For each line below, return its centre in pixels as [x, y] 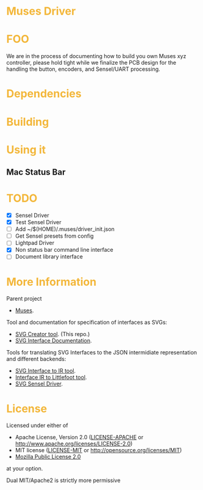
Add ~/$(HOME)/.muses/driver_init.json [65, 229]
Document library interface [49, 257]
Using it [26, 149]
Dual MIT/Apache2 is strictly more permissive [63, 480]
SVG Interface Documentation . [54, 341]
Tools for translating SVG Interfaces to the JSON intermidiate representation [101, 353]
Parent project [24, 299]
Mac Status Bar [36, 172]
